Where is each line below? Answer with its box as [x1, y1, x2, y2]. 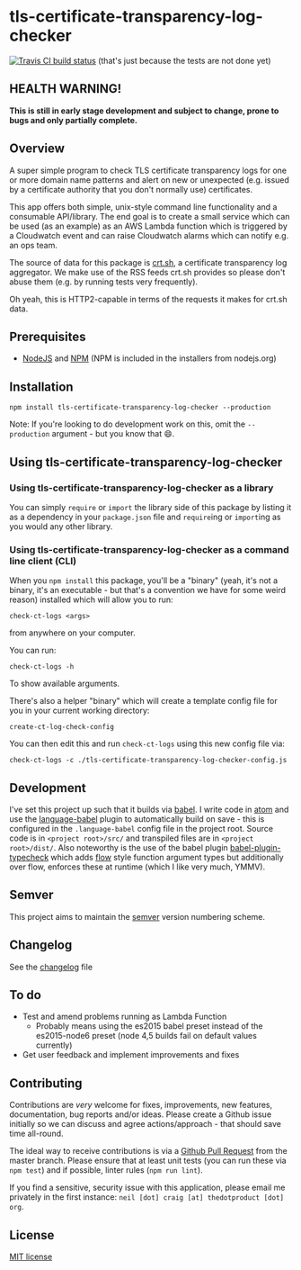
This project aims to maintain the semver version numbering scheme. [9, 911, 266, 922]
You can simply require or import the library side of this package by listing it [9, 501, 292, 512]
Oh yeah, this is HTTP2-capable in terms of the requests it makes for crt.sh [9, 293, 288, 304]
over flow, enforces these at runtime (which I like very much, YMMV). [9, 861, 266, 872]
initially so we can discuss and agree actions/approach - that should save [9, 1119, 281, 1130]
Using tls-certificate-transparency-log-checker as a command [9, 543, 289, 555]
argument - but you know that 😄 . [51, 428, 175, 439]
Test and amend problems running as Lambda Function [22, 1011, 227, 1022]
